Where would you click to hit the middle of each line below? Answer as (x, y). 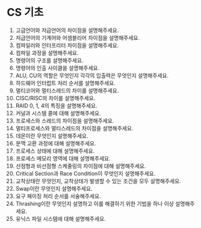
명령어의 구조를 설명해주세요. (49, 60)
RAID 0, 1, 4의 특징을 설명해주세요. (57, 106)
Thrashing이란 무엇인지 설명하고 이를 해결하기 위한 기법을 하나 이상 (94, 203)
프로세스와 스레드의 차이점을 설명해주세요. (65, 121)
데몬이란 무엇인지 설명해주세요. (52, 136)
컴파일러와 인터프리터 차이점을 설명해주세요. (67, 45)
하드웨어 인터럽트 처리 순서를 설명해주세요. (66, 83)
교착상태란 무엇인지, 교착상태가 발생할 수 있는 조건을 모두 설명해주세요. (98, 181)
